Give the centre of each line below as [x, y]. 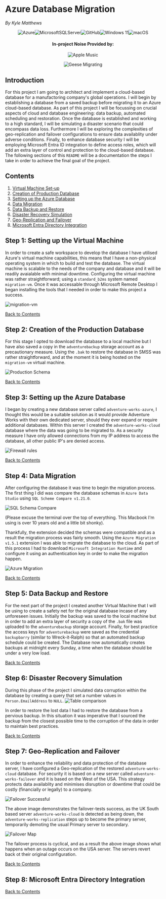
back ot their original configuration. [41, 854]
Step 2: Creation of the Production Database [75, 329]
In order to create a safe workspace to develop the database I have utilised [81, 253]
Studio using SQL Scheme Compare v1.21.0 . [48, 498]
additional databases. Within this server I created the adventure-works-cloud [83, 425]
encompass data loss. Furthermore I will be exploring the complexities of [79, 129]
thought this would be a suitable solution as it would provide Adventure [77, 415]
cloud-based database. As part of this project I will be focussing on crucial [81, 108]
